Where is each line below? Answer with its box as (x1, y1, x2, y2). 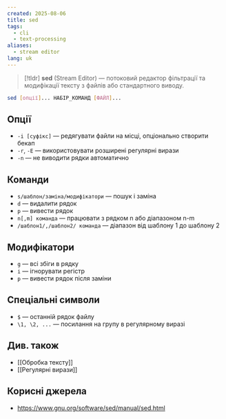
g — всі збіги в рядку (17, 260, 79, 268)
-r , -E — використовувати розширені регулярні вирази (17, 146, 179, 155)
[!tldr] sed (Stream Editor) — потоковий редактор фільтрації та (23, 74, 205, 82)
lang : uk (7, 55, 32, 62)
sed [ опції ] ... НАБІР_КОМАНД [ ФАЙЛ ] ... (7, 94, 122, 101)
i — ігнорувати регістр (17, 267, 85, 276)
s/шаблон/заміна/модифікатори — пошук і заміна (17, 192, 156, 201)
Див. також (7, 340, 59, 351)
